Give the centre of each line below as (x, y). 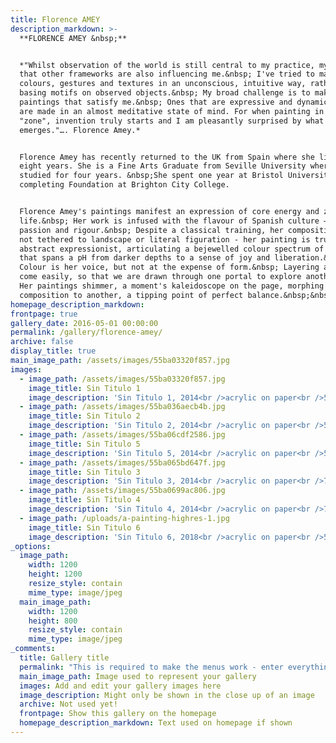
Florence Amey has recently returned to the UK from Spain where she (167, 157)
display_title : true (53, 351)
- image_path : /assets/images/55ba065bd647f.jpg (122, 462)
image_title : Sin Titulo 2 (84, 416)
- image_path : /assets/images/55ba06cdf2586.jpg (122, 435)
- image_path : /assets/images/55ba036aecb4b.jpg (122, 407)
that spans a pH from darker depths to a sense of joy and (145, 258)
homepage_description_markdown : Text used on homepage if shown (156, 723)
